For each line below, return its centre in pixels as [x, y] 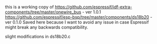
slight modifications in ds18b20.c [38, 36]
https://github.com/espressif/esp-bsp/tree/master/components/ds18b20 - [79, 17]
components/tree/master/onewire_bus [43, 12]
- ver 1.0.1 [92, 12]
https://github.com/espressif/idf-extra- [93, 7]
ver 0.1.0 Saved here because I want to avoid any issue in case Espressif [77, 22]
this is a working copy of [29, 7]
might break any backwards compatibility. [47, 27]
